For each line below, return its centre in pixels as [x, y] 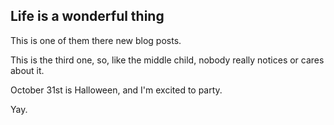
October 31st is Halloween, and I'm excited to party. [116, 90]
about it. [27, 70]
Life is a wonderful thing [87, 16]
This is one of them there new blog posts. [96, 40]
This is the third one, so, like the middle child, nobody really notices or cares [167, 60]
